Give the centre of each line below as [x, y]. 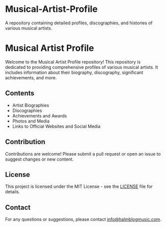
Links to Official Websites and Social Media [56, 126]
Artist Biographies [31, 105]
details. [13, 192]
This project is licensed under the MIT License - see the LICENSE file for [79, 186]
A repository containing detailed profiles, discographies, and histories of [79, 23]
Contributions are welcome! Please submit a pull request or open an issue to [83, 154]
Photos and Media [31, 121]
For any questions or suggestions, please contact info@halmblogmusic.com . [83, 220]
